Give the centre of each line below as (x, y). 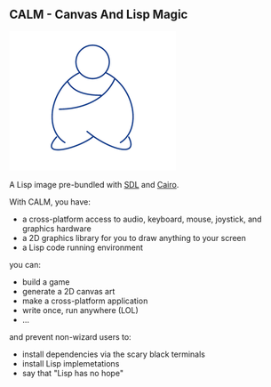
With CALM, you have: (50, 202)
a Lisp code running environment (83, 247)
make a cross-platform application (85, 301)
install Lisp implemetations (71, 363)
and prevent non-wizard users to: (70, 336)
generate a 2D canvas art (68, 291)
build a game (46, 282)
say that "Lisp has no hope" (73, 373)
